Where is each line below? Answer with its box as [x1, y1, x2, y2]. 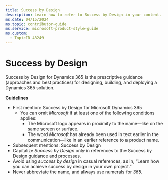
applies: [20, 115, 37, 121]
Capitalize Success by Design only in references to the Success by [12, 147, 152, 153]
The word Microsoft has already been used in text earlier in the [27, 131, 159, 137]
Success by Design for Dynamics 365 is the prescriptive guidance [5, 74, 143, 80]
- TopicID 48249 [10, 36, 44, 41]
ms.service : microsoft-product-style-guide [5, 26, 99, 31]
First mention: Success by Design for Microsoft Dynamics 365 [12, 104, 142, 110]
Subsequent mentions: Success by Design [12, 142, 101, 148]
